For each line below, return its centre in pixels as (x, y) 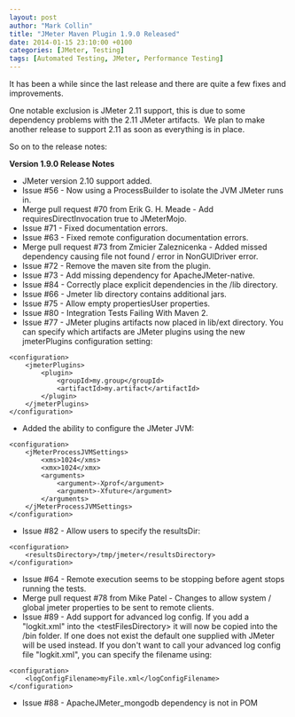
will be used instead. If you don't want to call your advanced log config (151, 645)
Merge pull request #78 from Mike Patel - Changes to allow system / (147, 598)
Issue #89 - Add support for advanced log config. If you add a (136, 617)
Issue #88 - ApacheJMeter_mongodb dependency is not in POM (140, 703)
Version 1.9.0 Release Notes (62, 164)
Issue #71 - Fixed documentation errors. (95, 228)
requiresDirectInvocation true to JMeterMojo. (105, 219)
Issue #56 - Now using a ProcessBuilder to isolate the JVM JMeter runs (152, 190)
